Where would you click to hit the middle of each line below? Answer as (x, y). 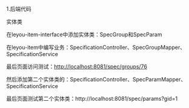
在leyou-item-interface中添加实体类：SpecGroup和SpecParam (84, 34)
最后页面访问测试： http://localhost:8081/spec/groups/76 (77, 66)
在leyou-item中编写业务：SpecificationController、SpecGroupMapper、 (96, 47)
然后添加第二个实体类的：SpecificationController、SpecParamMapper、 (96, 79)
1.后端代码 (19, 9)
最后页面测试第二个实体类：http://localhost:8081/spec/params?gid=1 (92, 99)
